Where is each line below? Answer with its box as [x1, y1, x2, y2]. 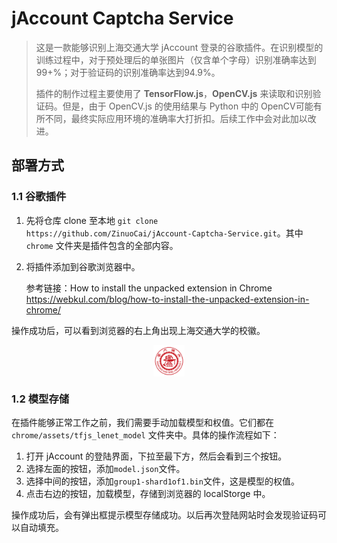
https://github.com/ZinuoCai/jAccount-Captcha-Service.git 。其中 [25, 227, 304, 239]
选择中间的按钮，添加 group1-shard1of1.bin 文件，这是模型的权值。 [25, 475, 300, 487]
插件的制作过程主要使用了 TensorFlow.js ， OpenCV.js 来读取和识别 [35, 87, 313, 99]
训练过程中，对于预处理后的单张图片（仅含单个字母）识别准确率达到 [35, 53, 317, 66]
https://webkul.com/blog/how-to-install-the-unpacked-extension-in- [25, 293, 310, 305]
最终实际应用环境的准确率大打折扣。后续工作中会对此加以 [70, 112, 308, 124]
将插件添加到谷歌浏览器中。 [25, 260, 141, 272]
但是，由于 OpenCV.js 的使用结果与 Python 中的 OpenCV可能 [62, 100, 314, 112]
